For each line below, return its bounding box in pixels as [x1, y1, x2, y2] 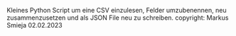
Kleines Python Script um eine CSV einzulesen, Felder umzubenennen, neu [6, 6, 227, 14]
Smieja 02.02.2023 [6, 21, 63, 29]
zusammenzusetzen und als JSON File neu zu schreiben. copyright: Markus [6, 13, 229, 22]
